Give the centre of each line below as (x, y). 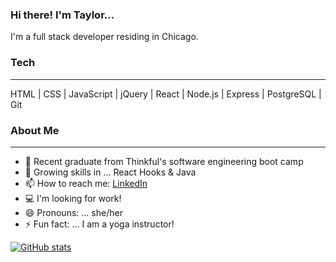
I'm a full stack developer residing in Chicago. (104, 37)
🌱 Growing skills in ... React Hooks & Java (110, 172)
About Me (35, 130)
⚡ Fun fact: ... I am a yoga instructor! (99, 224)
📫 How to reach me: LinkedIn (86, 183)
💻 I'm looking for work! (73, 198)
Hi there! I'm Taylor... (62, 15)
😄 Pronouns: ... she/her (73, 212)
